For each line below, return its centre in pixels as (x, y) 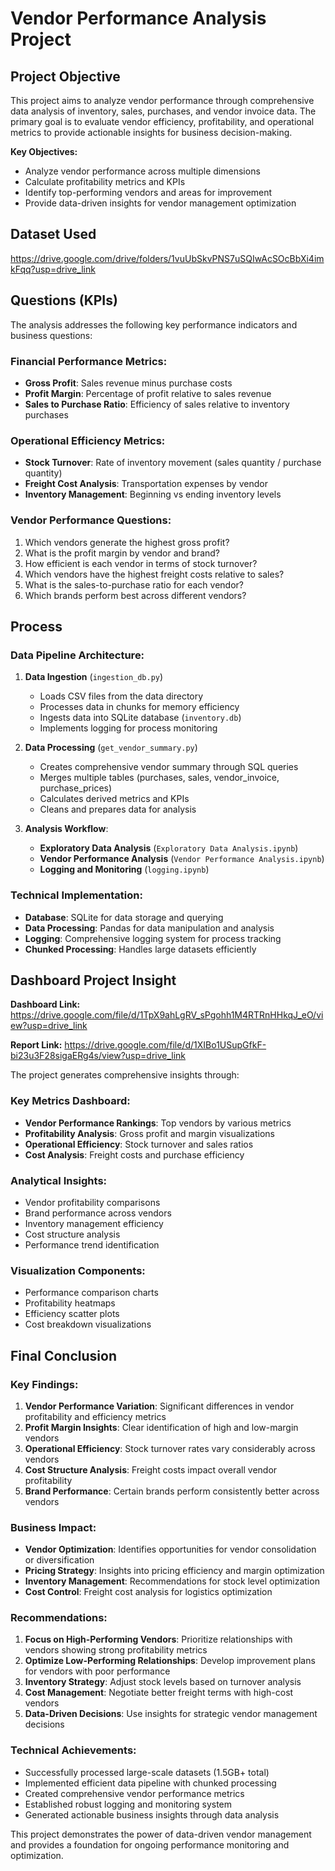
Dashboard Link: (45, 1004)
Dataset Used (53, 234)
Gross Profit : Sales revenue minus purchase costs (128, 383)
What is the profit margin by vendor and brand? (122, 553)
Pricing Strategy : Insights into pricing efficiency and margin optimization (174, 1571)
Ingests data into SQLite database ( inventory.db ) (140, 718)
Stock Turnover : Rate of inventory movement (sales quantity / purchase (173, 463)
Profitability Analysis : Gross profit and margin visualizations (149, 1133)
